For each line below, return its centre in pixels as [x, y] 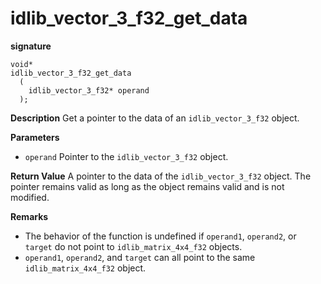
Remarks [29, 216]
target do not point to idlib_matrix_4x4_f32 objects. [133, 246]
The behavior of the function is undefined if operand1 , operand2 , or [160, 236]
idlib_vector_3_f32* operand [89, 90]
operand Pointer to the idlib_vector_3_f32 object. [126, 156]
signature [31, 46]
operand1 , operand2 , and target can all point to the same [140, 257]
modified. [30, 197]
